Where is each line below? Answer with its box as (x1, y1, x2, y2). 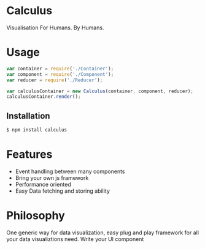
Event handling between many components (15, 168, 125, 175)
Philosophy (6, 209, 66, 223)
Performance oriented (15, 180, 72, 188)
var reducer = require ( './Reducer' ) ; (6, 77, 103, 83)
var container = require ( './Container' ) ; (6, 65, 114, 72)
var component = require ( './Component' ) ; (6, 71, 114, 77)
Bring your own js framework (15, 174, 89, 181)
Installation (6, 111, 50, 121)
